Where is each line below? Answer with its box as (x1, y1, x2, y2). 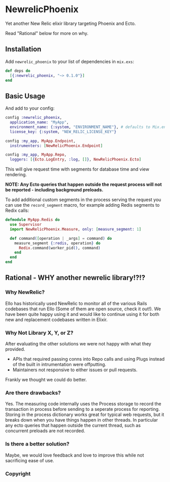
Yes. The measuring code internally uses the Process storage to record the (5, 401, 162, 407)
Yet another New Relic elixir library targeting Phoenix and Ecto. (5, 20, 136, 26)
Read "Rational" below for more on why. (5, 30, 89, 36)
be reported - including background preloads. (5, 187, 104, 193)
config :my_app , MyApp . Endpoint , (5, 138, 76, 143)
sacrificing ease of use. (5, 457, 54, 463)
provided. (5, 346, 25, 352)
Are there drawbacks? (5, 389, 61, 396)
